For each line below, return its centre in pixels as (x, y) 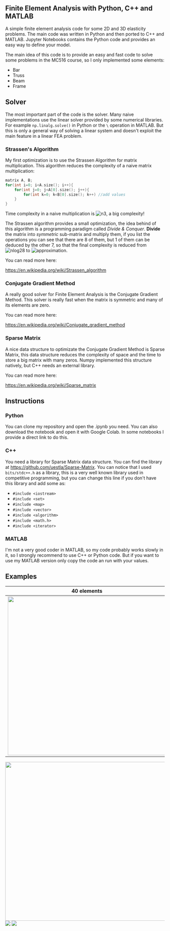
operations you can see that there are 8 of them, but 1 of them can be (78, 240)
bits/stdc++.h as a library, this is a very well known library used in (74, 472)
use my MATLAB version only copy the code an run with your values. (77, 561)
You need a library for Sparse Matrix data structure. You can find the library (84, 462)
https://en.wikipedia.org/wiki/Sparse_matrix (51, 385)
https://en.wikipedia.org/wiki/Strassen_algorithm (56, 270)
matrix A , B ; (19, 180)
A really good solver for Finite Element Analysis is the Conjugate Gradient (81, 294)
